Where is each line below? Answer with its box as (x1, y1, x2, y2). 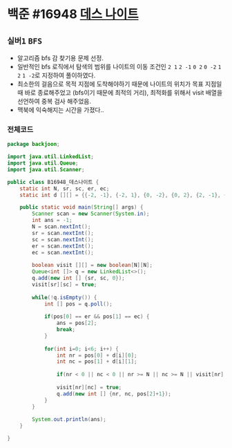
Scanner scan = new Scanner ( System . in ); (32, 210, 150, 218)
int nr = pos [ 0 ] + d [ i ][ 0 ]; (56, 352, 137, 359)
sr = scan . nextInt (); (32, 230, 95, 236)
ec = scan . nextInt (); (32, 249, 95, 256)
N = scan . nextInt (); (32, 223, 91, 230)
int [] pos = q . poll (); (43, 300, 113, 308)
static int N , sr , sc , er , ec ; (19, 185, 110, 192)
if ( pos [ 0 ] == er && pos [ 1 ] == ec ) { (43, 313, 150, 320)
